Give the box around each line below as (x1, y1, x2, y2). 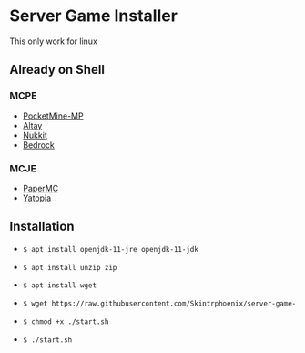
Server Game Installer (9, 5, 178, 26)
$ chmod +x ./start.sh (22, 317, 109, 327)
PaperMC (22, 182, 59, 193)
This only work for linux (9, 36, 98, 47)
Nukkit (22, 130, 47, 140)
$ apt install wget (22, 281, 97, 290)
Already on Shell (9, 62, 106, 78)
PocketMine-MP (22, 110, 84, 121)
